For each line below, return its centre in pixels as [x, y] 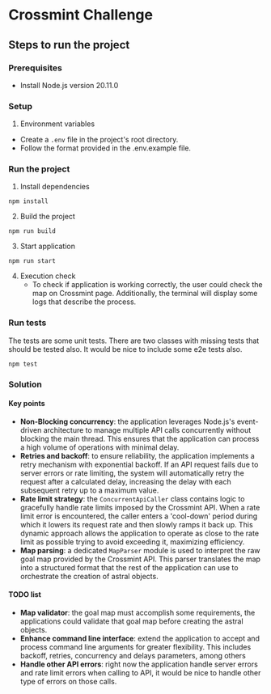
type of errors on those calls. [68, 682]
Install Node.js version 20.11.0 [69, 85]
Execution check [48, 276]
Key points [27, 404]
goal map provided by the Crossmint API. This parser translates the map [140, 559]
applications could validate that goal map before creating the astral [132, 621]
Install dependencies [55, 187]
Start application [47, 246]
